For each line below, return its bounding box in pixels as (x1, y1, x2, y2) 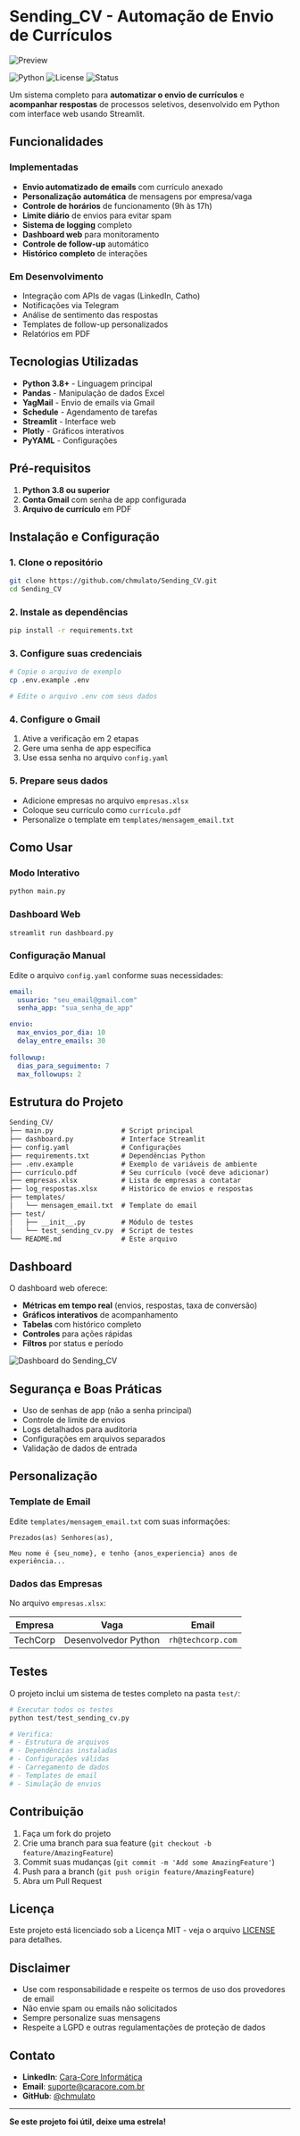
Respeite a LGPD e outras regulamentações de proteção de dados (21, 2022, 266, 2033)
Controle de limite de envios (21, 1414, 126, 1426)
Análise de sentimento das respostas (21, 309, 159, 320)
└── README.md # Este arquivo (9, 1235, 178, 1244)
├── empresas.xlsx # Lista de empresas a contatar (9, 1177, 242, 1185)
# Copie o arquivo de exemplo (9, 667, 122, 676)
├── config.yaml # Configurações (9, 1143, 181, 1152)
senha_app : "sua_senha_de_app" (17, 1003, 134, 1013)
